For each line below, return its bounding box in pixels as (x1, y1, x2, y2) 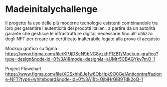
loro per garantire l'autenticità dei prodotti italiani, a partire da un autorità (5, 25, 155, 31)
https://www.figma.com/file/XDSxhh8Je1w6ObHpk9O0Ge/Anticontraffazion (5, 71, 162, 77)
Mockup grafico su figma (5, 45, 58, 51)
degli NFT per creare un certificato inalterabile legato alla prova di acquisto (5, 36, 160, 42)
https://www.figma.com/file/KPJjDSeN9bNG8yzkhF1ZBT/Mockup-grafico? (5, 51, 159, 57)
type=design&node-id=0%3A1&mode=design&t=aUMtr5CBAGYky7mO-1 (5, 56, 155, 62)
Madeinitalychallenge (5, 3, 98, 15)
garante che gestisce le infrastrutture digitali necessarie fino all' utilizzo (5, 30, 153, 36)
